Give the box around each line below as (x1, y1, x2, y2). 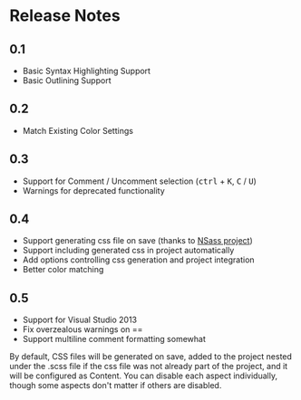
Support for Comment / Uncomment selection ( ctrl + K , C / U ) (22, 176, 257, 186)
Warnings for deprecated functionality (22, 185, 165, 195)
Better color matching (22, 264, 104, 275)
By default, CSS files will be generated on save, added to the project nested (9, 351, 293, 362)
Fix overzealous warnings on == (22, 324, 143, 335)
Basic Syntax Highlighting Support (22, 65, 151, 76)
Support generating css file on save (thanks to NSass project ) (22, 235, 254, 246)
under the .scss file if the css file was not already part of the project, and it (9, 361, 288, 372)
